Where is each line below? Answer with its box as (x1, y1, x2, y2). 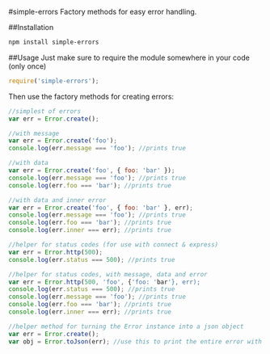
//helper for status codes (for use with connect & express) (8, 241, 219, 249)
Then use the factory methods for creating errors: (8, 91, 175, 101)
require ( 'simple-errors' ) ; (8, 77, 99, 85)
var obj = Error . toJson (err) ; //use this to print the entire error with (8, 337, 263, 346)
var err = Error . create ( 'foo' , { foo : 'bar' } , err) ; (8, 204, 194, 212)
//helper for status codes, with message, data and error (8, 270, 208, 278)
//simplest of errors (8, 107, 82, 116)
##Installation (8, 23, 54, 32)
